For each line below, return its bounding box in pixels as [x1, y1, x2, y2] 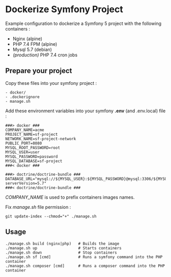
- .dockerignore [5, 94, 40, 100]
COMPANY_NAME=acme [5, 127, 44, 133]
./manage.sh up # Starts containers [5, 245, 122, 251]
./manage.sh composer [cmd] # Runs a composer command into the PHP [5, 263, 165, 268]
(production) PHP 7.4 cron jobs [12, 52, 78, 58]
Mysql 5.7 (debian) [12, 46, 52, 52]
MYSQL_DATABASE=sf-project [5, 159, 63, 164]
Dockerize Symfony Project [5, 4, 123, 15]
